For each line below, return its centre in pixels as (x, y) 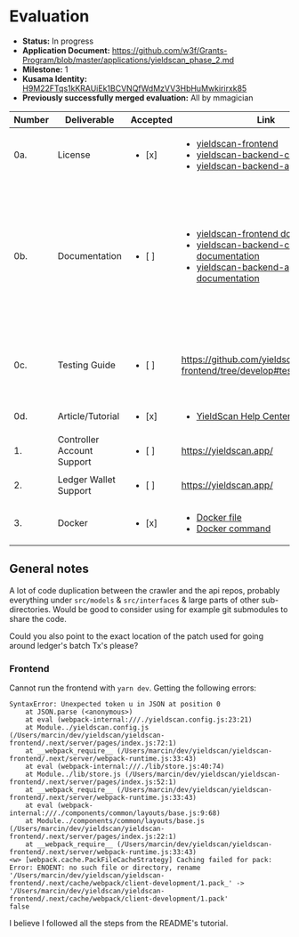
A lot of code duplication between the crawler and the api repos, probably (145, 590)
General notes (49, 569)
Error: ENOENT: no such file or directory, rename (105, 868)
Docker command (234, 529)
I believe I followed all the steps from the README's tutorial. (119, 924)
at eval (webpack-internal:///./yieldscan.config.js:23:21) (139, 720)
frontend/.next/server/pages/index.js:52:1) (93, 782)
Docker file (219, 517)
